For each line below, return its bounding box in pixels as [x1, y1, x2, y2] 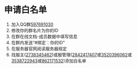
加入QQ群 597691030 [11, 21, 54, 27]
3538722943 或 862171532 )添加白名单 [11, 58, 87, 64]
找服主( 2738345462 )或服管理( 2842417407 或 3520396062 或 [11, 51, 132, 57]
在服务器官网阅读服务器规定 [11, 46, 67, 51]
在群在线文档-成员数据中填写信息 [11, 34, 78, 39]
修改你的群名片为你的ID [11, 27, 59, 33]
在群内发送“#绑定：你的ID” [11, 39, 65, 45]
